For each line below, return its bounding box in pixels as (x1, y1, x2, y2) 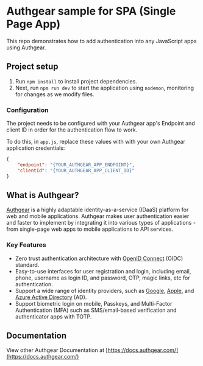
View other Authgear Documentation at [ (6, 347, 108, 354)
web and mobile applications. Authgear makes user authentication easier (6, 213, 190, 220)
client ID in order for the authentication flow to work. (6, 126, 138, 133)
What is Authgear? (6, 190, 79, 200)
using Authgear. (6, 44, 46, 51)
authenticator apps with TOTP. (15, 312, 92, 320)
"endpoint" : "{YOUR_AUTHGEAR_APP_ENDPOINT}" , (17, 161, 135, 168)
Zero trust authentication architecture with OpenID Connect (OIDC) (15, 255, 183, 262)
